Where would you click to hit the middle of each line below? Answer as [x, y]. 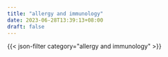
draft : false [26, 26]
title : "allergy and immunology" [55, 14]
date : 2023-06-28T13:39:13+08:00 [55, 20]
